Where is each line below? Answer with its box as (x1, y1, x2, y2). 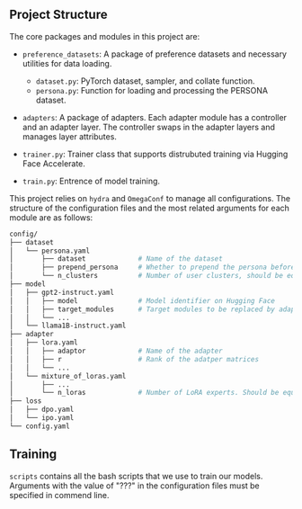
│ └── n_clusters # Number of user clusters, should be (9, 272, 283, 281)
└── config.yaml (9, 422, 70, 431)
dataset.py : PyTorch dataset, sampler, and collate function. (35, 76, 255, 86)
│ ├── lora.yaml (9, 338, 78, 347)
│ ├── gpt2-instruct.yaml (9, 288, 115, 297)
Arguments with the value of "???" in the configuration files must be (9, 480, 261, 491)
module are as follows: (9, 211, 93, 223)
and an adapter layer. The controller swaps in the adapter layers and (22, 121, 276, 132)
